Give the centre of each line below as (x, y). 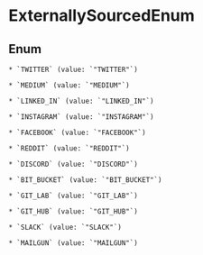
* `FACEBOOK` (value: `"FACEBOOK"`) (77, 132)
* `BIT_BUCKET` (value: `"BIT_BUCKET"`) (86, 180)
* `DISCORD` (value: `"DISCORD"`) (74, 164)
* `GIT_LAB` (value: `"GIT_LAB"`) (74, 196)
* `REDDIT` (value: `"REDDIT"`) (69, 149)
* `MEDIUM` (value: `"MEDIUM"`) (69, 86)
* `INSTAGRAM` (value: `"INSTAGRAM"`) (81, 117)
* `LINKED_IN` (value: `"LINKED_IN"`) (81, 101)
